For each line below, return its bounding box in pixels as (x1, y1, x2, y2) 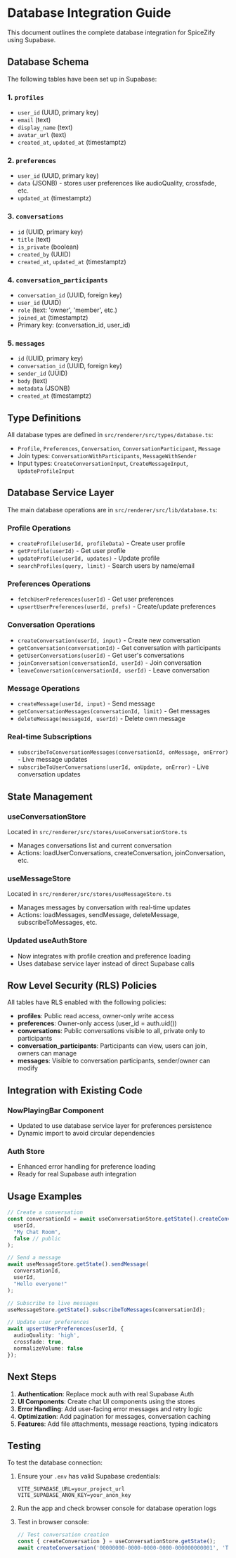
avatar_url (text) (17, 131, 67, 139)
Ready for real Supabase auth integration (17, 1170, 137, 1179)
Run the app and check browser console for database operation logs (17, 1504, 216, 1512)
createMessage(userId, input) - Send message (17, 699, 156, 708)
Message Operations (7, 683, 81, 693)
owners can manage (17, 1049, 77, 1058)
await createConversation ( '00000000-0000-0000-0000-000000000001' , (17, 1545, 220, 1552)
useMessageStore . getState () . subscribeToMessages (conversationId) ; (7, 1306, 206, 1313)
